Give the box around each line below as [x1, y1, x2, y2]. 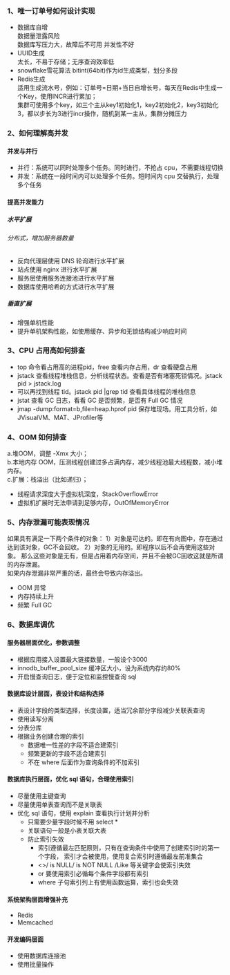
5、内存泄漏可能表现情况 [7, 518, 90, 527]
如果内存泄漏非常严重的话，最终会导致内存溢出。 [7, 569, 146, 578]
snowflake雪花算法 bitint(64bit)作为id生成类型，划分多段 [17, 66, 178, 75]
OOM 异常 [17, 584, 46, 592]
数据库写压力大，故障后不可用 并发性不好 [17, 40, 135, 49]
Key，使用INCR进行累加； [23, 92, 97, 101]
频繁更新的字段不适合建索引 [27, 749, 107, 757]
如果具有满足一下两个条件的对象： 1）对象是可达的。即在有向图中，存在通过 [7, 534, 223, 543]
